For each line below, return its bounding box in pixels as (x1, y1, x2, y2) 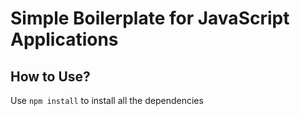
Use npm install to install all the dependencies (10, 95, 204, 106)
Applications (10, 28, 119, 51)
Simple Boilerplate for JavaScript (10, 7, 290, 30)
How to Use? (10, 68, 91, 85)
